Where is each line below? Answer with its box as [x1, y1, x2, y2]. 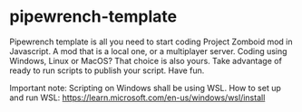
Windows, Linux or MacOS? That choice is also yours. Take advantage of [9, 55, 283, 66]
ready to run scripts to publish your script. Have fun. [9, 65, 205, 76]
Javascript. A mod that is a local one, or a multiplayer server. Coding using [9, 45, 287, 56]
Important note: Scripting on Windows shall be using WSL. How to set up [9, 82, 281, 93]
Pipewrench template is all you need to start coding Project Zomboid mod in [9, 36, 293, 47]
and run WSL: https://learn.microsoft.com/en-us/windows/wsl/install [9, 92, 266, 103]
